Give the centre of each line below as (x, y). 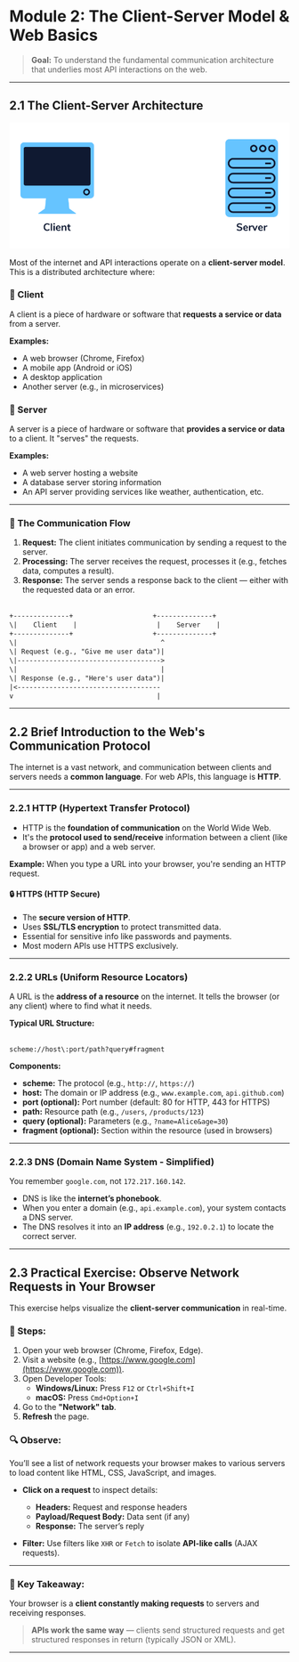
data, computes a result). (68, 571)
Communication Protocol (80, 746)
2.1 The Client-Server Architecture (106, 105)
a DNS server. (48, 1218)
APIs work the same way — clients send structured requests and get (158, 1630)
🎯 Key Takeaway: (47, 1584)
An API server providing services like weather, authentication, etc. (143, 492)
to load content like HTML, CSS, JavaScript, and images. (113, 1472)
